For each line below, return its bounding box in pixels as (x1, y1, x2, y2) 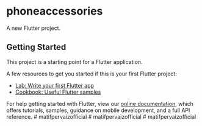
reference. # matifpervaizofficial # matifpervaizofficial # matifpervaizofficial (6, 113, 197, 120)
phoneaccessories (6, 4, 103, 18)
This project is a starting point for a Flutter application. (6, 58, 143, 65)
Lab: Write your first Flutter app (15, 82, 95, 89)
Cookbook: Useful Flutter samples (15, 88, 101, 96)
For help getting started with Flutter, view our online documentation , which (6, 100, 194, 107)
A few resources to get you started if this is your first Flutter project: (6, 70, 177, 77)
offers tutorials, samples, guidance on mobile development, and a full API (6, 107, 190, 114)
